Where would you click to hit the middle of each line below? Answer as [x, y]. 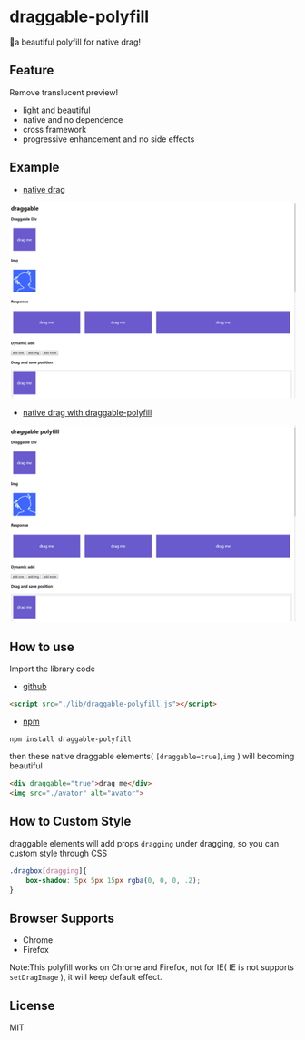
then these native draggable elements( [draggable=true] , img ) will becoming [152, 757]
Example [34, 168]
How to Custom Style [70, 822]
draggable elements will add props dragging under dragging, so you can [144, 843]
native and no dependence [73, 119]
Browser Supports [62, 918]
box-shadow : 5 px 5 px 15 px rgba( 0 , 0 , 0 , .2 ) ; [113, 880]
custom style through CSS [58, 853]
